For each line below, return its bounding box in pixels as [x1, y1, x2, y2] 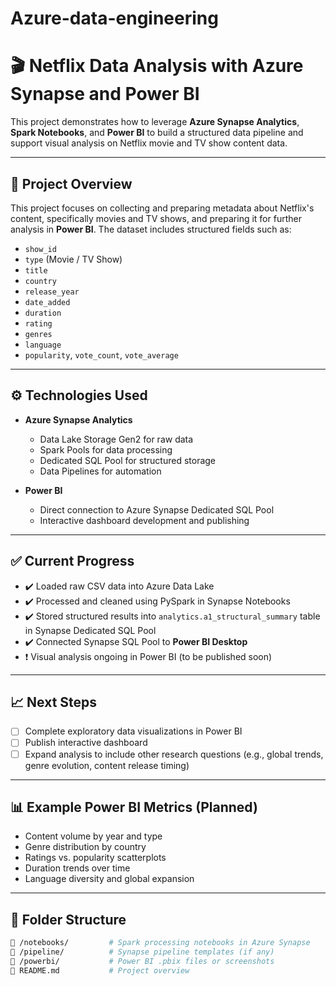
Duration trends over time [24, 862, 131, 874]
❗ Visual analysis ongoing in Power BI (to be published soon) [24, 650, 273, 662]
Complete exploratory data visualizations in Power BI [24, 725, 243, 737]
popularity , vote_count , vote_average [24, 348, 179, 361]
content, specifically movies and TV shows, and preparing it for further [10, 212, 302, 224]
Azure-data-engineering [10, 7, 219, 30]
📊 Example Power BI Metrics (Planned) [10, 798, 258, 816]
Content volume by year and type [24, 830, 163, 842]
